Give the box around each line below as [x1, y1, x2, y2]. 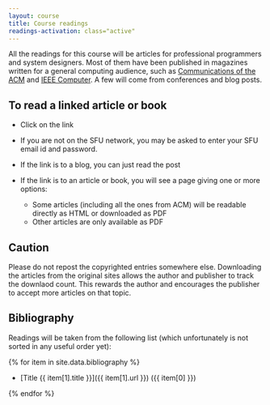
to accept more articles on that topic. [8, 288, 132, 297]
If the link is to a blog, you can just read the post [19, 160, 181, 170]
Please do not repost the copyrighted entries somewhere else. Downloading [8, 262, 262, 271]
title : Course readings [8, 19, 89, 28]
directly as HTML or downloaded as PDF [32, 208, 167, 219]
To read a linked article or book [8, 98, 167, 112]
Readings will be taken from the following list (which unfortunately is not [8, 333, 249, 343]
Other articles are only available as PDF [32, 217, 164, 227]
